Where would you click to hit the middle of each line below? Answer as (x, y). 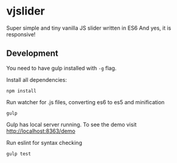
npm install (21, 91)
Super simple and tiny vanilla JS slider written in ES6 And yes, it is (89, 28)
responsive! (21, 34)
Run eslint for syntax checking (44, 142)
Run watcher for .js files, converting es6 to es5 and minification (85, 102)
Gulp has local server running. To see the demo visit (71, 124)
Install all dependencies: (36, 79)
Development (33, 54)
